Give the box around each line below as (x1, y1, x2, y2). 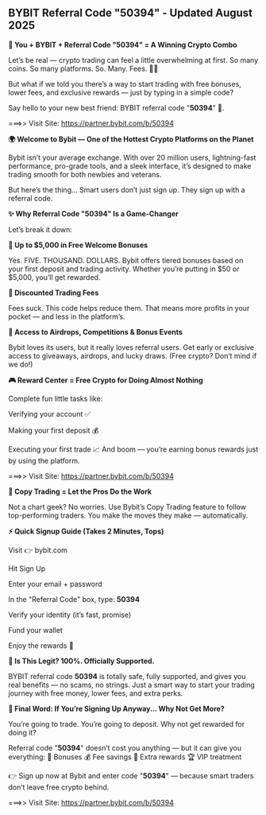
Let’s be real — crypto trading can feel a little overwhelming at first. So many (8, 55, 259, 64)
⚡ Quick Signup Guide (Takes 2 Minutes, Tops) (8, 526, 164, 536)
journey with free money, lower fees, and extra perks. (8, 688, 183, 698)
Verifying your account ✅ (8, 409, 91, 418)
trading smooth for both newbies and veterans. (8, 169, 162, 179)
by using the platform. (8, 456, 80, 465)
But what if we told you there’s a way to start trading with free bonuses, (8, 79, 242, 88)
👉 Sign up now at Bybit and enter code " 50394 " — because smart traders (8, 770, 254, 780)
